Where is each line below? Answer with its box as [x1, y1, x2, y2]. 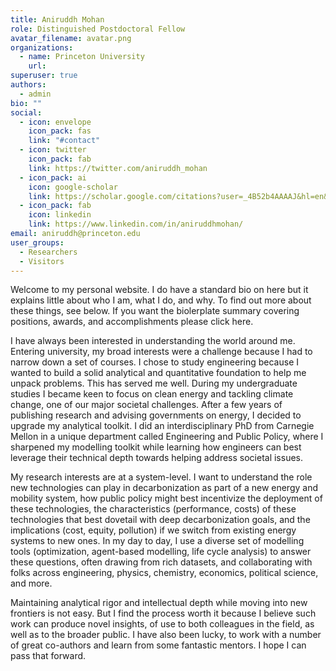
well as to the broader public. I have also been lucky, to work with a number [10, 629, 322, 641]
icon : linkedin [28, 210, 92, 220]
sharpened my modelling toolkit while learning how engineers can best [10, 441, 302, 453]
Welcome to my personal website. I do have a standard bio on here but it [10, 284, 309, 296]
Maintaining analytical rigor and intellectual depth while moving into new [10, 597, 308, 609]
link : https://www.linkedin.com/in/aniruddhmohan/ [28, 219, 244, 230]
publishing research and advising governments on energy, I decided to [10, 409, 302, 421]
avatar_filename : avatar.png [10, 33, 132, 43]
